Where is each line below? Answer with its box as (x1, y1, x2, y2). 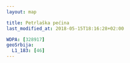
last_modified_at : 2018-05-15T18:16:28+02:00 (6, 25, 124, 31)
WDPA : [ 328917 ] (6, 36, 45, 42)
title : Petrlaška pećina (6, 19, 70, 26)
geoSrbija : (6, 42, 34, 48)
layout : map (6, 8, 37, 15)
